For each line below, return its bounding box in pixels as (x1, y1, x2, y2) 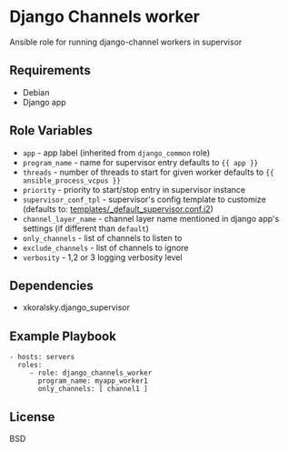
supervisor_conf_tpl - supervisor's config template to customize (22, 194, 266, 205)
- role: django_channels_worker (29, 368, 153, 378)
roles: (17, 361, 43, 370)
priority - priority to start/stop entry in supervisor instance (22, 184, 246, 195)
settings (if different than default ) (22, 223, 150, 234)
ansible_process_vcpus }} (22, 175, 121, 185)
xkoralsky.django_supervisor (22, 302, 130, 313)
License (9, 409, 55, 425)
